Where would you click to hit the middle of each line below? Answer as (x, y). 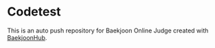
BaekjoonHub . (27, 37)
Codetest (34, 12)
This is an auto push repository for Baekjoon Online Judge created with (108, 30)
